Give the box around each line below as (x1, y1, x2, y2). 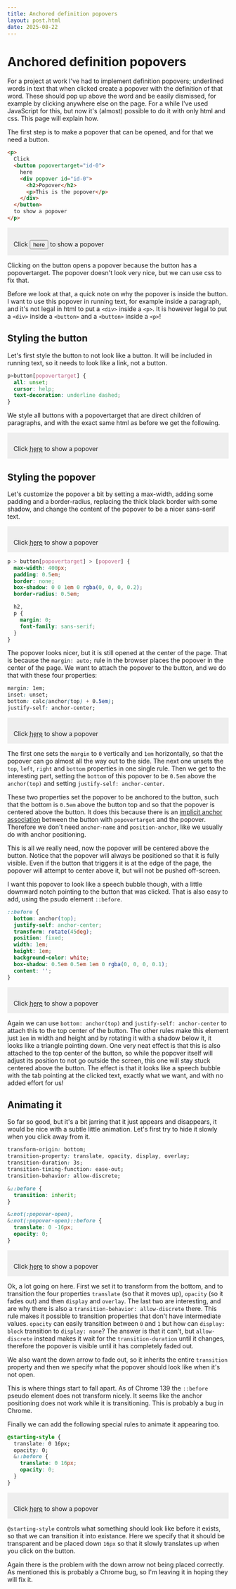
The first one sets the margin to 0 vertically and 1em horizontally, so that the (7, 749, 223, 757)
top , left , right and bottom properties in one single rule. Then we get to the (7, 764, 226, 773)
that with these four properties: (7, 671, 97, 680)
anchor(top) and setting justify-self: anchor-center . (7, 779, 165, 787)
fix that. (7, 276, 29, 284)
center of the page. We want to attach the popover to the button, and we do (7, 664, 226, 672)
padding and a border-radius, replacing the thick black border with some (7, 497, 218, 505)
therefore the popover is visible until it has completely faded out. (7, 1341, 195, 1350)
